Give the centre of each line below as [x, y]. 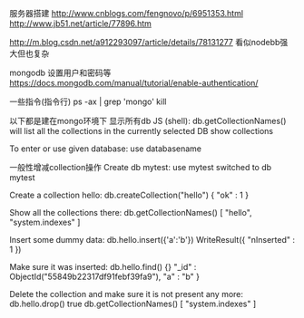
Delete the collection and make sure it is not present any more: [126, 294]
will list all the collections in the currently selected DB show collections [142, 131]
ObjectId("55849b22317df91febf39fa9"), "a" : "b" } [104, 276]
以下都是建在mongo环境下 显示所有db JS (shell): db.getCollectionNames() [148, 121]
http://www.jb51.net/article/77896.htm [81, 24]
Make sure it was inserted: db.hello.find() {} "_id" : [103, 267]
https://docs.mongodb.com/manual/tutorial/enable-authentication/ [134, 83]
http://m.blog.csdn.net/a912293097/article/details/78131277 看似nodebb [145, 42]
